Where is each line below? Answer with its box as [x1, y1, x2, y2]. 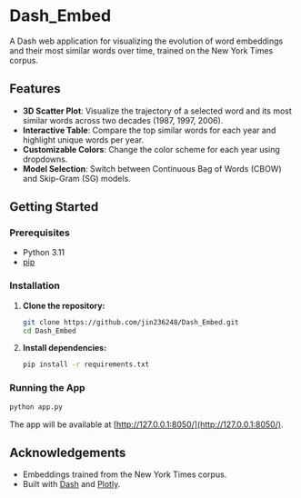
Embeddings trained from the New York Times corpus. [22, 469, 227, 480]
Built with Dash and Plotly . [22, 479, 121, 490]
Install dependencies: [22, 343, 107, 354]
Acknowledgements [9, 444, 126, 460]
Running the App [9, 382, 85, 394]
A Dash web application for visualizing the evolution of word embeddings [9, 35, 284, 46]
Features [9, 81, 61, 96]
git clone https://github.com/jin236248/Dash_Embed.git [22, 317, 239, 327]
